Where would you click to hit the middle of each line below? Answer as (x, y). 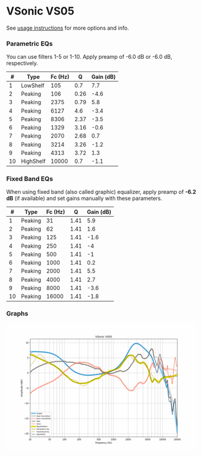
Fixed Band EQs (30, 179)
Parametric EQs (30, 44)
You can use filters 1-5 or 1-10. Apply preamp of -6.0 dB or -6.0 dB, (89, 57)
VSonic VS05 (40, 11)
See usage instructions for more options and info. (68, 28)
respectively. (22, 63)
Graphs (17, 314)
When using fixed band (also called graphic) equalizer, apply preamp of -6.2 (101, 192)
